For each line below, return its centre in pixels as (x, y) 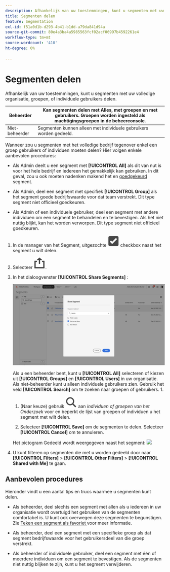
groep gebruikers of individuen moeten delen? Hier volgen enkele (74, 150)
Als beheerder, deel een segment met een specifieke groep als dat (82, 532)
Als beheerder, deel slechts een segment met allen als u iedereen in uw (87, 507)
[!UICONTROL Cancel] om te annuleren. (62, 432)
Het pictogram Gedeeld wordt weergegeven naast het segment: (79, 443)
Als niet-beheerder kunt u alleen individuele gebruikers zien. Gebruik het (88, 384)
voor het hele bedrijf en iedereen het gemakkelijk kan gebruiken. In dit (86, 171)
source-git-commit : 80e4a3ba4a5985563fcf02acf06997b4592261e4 (72, 32)
